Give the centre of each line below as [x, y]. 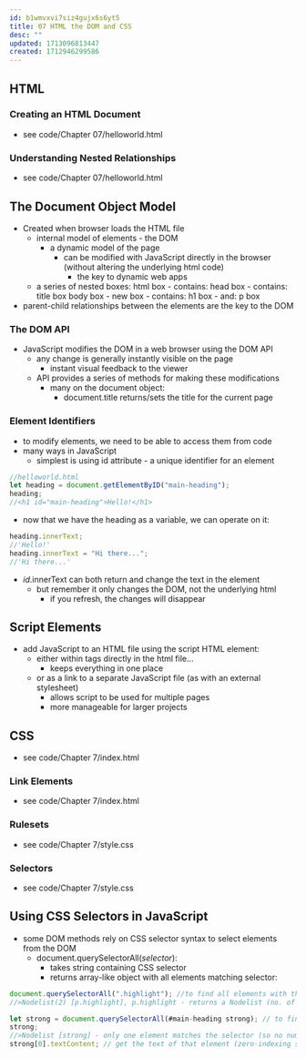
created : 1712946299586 [55, 52]
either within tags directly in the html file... [115, 659]
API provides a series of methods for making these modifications [158, 378]
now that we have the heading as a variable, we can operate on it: [146, 520]
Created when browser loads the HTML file [103, 228]
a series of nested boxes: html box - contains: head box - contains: [162, 286]
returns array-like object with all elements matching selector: [163, 977]
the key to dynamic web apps [133, 276]
